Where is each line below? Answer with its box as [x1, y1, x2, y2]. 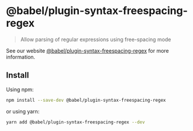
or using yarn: [6, 108, 40, 115]
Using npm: [6, 86, 34, 93]
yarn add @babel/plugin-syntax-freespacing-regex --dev [6, 119, 145, 125]
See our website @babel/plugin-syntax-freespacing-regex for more [6, 47, 170, 54]
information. [6, 53, 36, 60]
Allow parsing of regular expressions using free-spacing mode [20, 36, 171, 43]
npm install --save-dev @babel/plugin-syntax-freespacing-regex [6, 97, 166, 103]
